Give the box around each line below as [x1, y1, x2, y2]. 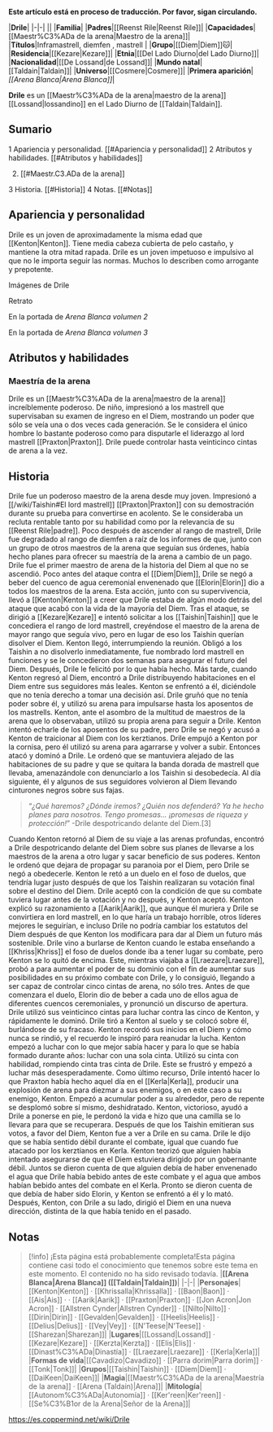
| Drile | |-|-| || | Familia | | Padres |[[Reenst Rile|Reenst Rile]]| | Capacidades [8, 23, 253, 32]
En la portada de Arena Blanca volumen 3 [8, 327, 149, 337]
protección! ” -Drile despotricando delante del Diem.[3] [28, 819, 211, 828]
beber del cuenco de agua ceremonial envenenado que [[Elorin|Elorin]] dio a [8, 578, 265, 587]
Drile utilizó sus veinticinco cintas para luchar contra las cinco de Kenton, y [8, 1008, 260, 1017]
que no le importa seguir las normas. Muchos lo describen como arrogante [8, 256, 259, 266]
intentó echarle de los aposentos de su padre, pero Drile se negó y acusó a [8, 725, 260, 735]
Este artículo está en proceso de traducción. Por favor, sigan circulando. [8, 7, 258, 16]
